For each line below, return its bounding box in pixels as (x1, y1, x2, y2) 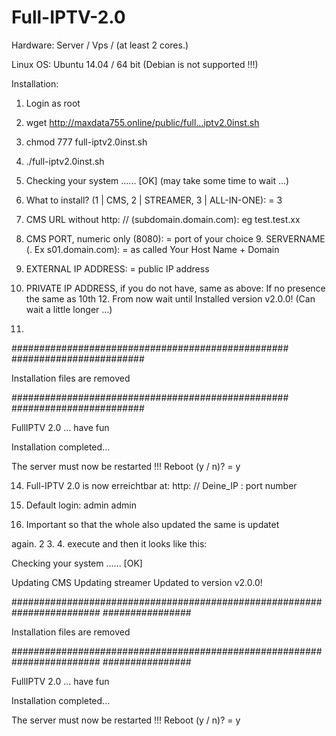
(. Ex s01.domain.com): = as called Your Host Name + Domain (25, 243, 280, 255)
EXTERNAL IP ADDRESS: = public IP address (25, 262, 210, 275)
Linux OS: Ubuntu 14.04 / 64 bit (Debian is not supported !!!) (11, 58, 259, 70)
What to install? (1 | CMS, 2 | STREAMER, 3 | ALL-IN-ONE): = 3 (25, 194, 283, 206)
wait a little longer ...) (25, 303, 113, 315)
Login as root (25, 97, 81, 109)
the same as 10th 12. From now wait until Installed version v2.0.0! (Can (25, 292, 316, 305)
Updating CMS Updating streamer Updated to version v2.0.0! (11, 576, 263, 588)
